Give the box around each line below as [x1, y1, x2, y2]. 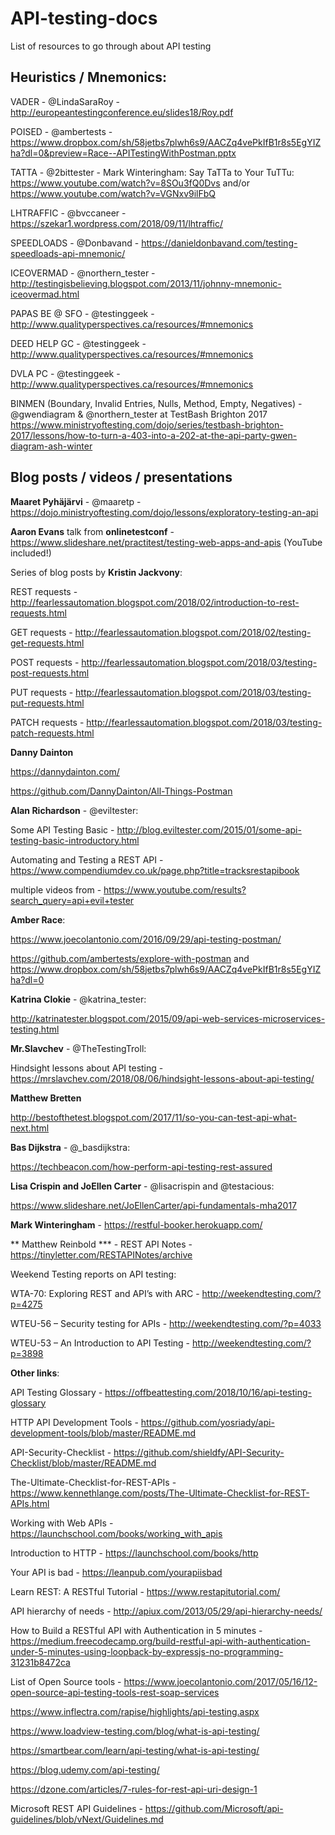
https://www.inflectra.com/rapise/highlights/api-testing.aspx [10, 1705, 260, 1717]
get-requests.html [10, 637, 85, 649]
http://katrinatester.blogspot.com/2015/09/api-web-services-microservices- [10, 1012, 326, 1024]
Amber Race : [10, 913, 66, 926]
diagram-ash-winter [10, 440, 93, 452]
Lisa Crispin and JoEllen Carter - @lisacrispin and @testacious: [10, 1180, 275, 1192]
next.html [10, 1122, 50, 1134]
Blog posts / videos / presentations [10, 469, 233, 486]
